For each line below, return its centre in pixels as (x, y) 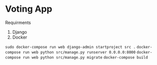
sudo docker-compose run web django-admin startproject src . (70, 47)
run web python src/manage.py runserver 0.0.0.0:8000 (79, 52)
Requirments (18, 22)
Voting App (29, 9)
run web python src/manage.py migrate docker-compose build (85, 57)
